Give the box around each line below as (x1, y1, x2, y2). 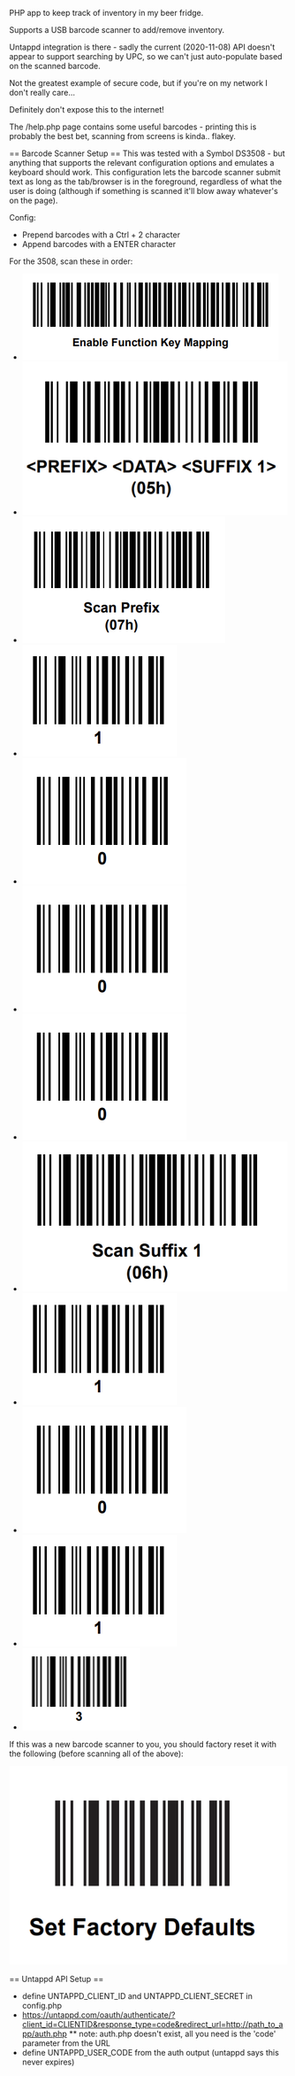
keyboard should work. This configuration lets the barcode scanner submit (9, 167, 281, 177)
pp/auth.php (21, 2028, 68, 2040)
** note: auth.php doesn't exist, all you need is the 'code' (69, 2028, 276, 2040)
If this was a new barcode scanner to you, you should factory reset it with (9, 1739, 276, 1749)
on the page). (9, 195, 58, 205)
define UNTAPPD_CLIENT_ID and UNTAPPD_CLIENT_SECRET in (21, 1991, 253, 2002)
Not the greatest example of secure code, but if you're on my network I (9, 78, 268, 88)
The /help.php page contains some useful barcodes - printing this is (9, 121, 257, 132)
